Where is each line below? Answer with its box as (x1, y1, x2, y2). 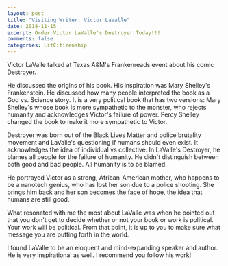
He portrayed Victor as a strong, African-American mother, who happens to (7, 173, 220, 182)
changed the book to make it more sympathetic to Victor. (7, 118, 168, 125)
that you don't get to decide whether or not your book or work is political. (7, 216, 214, 223)
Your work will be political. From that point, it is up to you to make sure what (7, 223, 220, 231)
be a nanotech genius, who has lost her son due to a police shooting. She (7, 181, 214, 189)
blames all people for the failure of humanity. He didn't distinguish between (7, 153, 219, 161)
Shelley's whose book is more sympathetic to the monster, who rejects (7, 104, 207, 111)
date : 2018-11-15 (7, 23, 57, 29)
